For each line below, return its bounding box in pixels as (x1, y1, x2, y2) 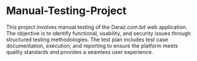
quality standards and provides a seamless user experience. (6, 48, 153, 55)
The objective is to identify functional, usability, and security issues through (6, 29, 191, 36)
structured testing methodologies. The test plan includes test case (6, 36, 169, 43)
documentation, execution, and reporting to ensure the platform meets (6, 42, 178, 49)
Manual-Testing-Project (6, 4, 126, 18)
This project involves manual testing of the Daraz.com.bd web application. (6, 23, 188, 30)
